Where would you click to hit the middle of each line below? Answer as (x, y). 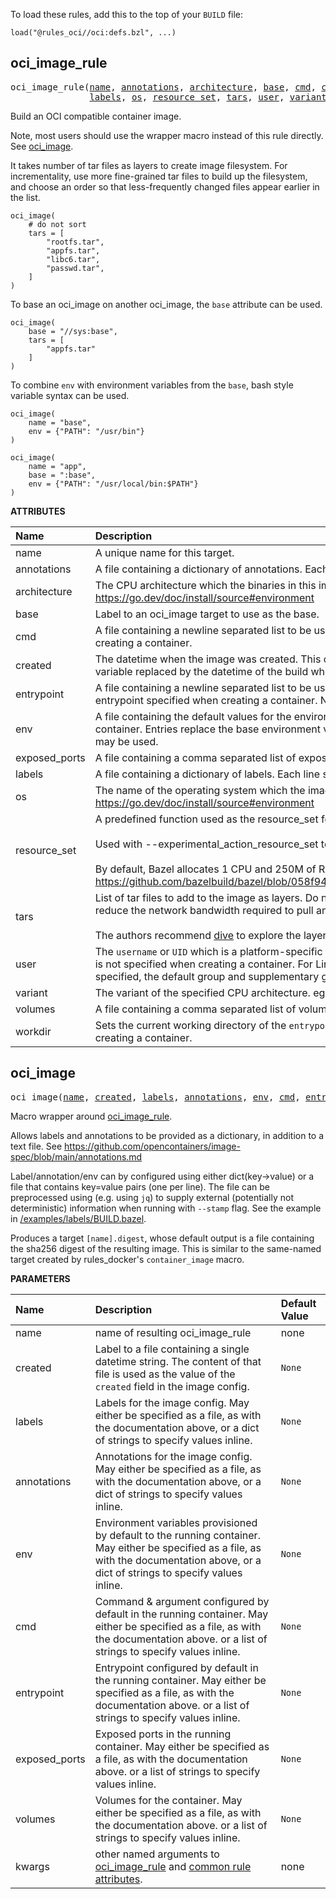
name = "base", (60, 422)
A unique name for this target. (164, 552)
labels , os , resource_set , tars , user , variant (208, 97)
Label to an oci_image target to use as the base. (207, 614)
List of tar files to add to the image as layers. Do (206, 897)
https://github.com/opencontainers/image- (152, 1146)
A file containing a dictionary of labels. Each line (207, 774)
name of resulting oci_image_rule (173, 1332)
